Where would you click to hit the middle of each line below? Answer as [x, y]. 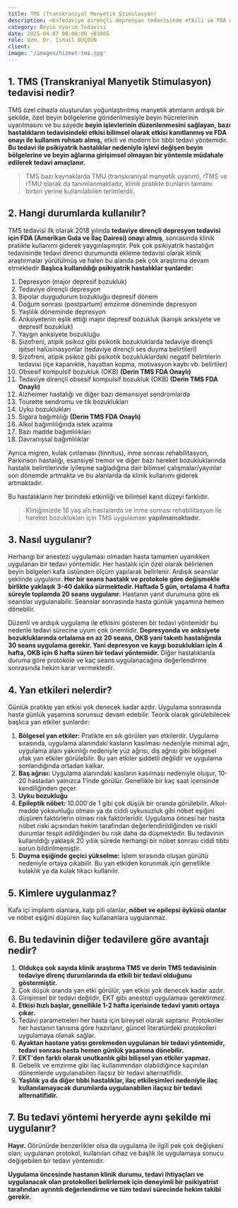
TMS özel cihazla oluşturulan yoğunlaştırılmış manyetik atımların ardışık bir [116, 109]
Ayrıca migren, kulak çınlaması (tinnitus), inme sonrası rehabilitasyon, [108, 453]
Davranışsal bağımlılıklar [53, 439]
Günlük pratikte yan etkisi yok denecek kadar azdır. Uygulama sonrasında [115, 707]
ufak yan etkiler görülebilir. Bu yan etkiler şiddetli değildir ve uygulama [120, 758]
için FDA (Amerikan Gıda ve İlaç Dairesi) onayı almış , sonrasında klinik [111, 238]
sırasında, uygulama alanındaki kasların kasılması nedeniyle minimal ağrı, [124, 743]
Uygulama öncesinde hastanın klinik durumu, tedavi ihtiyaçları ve [106, 1174]
